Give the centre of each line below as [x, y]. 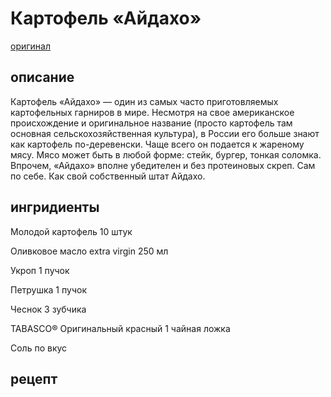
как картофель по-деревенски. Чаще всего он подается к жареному [157, 144]
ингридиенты [55, 207]
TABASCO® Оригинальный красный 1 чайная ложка [120, 328]
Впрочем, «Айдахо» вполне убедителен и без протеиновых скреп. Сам [163, 165]
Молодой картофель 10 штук [71, 231]
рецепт [34, 378]
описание [42, 77]
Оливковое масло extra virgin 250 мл [89, 251]
